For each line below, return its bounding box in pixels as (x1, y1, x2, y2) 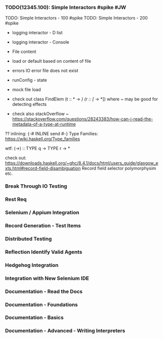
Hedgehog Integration (5, 262, 59, 268)
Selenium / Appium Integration (5, 209, 79, 216)
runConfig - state (12, 77, 47, 83)
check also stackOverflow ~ (12, 111, 69, 117)
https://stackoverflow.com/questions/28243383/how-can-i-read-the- (12, 116, 153, 122)
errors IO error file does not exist (12, 68, 78, 73)
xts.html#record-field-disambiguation (5, 166, 81, 171)
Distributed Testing (5, 235, 52, 242)
